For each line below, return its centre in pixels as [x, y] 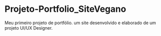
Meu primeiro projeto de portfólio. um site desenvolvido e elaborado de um [80, 23]
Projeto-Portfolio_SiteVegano [65, 9]
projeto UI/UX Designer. [28, 28]
